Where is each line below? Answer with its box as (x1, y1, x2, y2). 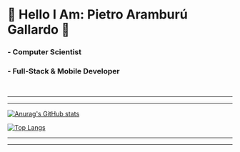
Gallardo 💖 (7, 21, 70, 38)
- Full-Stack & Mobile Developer (7, 66, 120, 76)
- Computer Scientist (7, 47, 82, 57)
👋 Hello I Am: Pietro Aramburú (7, 6, 188, 23)
